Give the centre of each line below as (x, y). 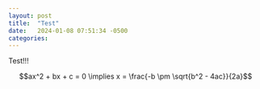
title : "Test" (34, 23)
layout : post (30, 16)
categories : (28, 38)
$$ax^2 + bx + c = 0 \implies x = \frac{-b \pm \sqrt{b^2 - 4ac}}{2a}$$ (136, 76)
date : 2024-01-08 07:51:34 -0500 (68, 30)
